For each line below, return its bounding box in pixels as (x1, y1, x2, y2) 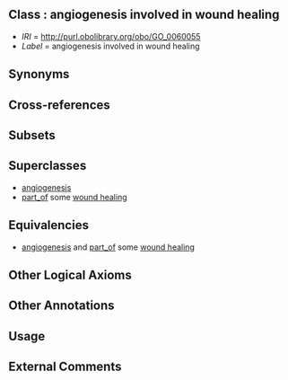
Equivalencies (8, 217, 89, 233)
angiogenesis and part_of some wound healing (21, 242, 195, 252)
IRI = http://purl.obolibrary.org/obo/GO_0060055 (21, 31, 201, 41)
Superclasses (8, 158, 87, 173)
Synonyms (8, 66, 70, 82)
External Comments (8, 359, 122, 375)
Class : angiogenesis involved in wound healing (8, 7, 280, 22)
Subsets (8, 128, 56, 143)
